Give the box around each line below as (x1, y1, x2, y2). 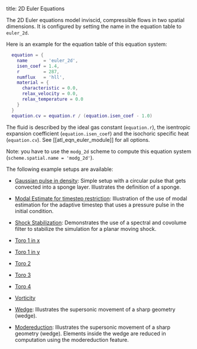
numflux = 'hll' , (17, 74, 65, 80)
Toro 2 (14, 259, 31, 266)
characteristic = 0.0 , (21, 85, 78, 91)
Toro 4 (14, 283, 31, 290)
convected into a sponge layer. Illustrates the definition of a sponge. (14, 183, 181, 191)
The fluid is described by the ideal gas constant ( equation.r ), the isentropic (6, 123, 191, 131)
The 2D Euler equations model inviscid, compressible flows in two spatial (6, 17, 185, 23)
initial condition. (14, 207, 54, 214)
